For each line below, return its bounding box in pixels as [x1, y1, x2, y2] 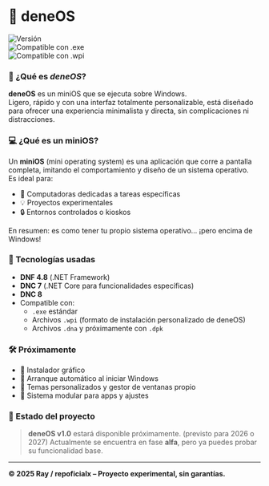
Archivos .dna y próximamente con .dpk [31, 323, 163, 333]
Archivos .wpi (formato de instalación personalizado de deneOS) [31, 314, 246, 324]
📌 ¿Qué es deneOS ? [8, 71, 86, 82]
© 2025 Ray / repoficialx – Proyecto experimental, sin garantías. [8, 469, 226, 479]
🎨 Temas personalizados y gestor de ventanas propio [19, 383, 196, 392]
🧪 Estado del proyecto [8, 411, 95, 422]
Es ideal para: [8, 173, 54, 183]
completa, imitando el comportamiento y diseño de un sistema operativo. [8, 164, 250, 175]
